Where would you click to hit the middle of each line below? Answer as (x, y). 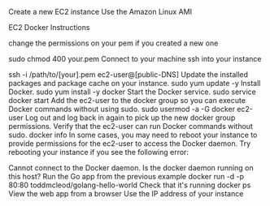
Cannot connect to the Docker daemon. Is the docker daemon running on (131, 168)
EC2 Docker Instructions (49, 27)
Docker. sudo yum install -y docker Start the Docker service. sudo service (132, 92)
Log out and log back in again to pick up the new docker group (131, 118)
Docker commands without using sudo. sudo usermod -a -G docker (122, 109)
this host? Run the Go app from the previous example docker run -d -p (126, 176)
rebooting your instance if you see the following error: (99, 152)
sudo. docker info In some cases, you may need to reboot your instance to (133, 135)
